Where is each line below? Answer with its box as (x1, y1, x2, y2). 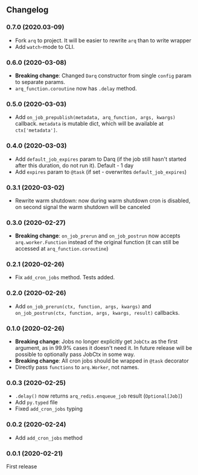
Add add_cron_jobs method (14, 434, 83, 441)
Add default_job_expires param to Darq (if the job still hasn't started (14, 155, 187, 163)
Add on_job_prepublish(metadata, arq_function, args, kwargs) (14, 114, 176, 121)
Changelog (6, 5, 49, 15)
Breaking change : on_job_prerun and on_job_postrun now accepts (14, 232, 180, 239)
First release (6, 462, 37, 470)
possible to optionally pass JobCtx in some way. (14, 351, 135, 358)
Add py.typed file (14, 399, 58, 406)
